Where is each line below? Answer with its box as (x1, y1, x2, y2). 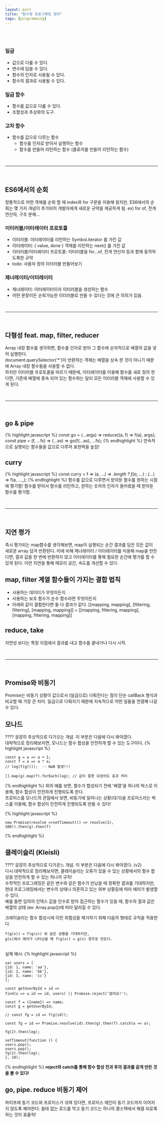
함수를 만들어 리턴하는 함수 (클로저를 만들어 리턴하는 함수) (19, 147, 129, 152)
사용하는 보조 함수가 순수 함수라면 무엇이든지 (12, 595, 97, 601)
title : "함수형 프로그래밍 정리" (5, 12, 63, 17)
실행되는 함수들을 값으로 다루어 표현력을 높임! (14, 444, 100, 450)
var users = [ (5, 960, 34, 965)
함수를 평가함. (5, 489, 32, 495)
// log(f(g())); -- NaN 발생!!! (5, 764, 71, 770)
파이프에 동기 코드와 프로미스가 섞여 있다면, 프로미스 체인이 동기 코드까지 (5, 1099, 142, 1105)
